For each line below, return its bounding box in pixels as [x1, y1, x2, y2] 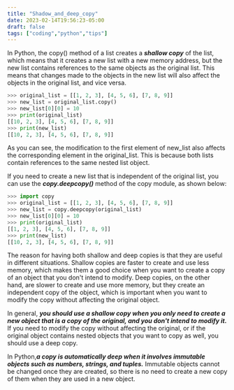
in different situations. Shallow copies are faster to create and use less [7, 259, 210, 267]
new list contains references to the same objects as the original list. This [7, 64, 215, 72]
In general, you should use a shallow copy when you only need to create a [7, 309, 226, 318]
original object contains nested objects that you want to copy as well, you [7, 331, 219, 340]
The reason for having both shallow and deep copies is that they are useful [7, 251, 223, 259]
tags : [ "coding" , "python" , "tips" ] [7, 29, 108, 37]
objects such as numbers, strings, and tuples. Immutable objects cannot [7, 360, 220, 368]
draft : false [7, 23, 45, 30]
